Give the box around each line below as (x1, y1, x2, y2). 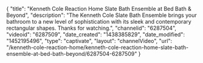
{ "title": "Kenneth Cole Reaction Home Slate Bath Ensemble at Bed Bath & (6, 5, 191, 12)
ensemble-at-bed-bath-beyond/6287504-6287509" (6, 50, 137, 57)
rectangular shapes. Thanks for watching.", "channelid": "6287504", (6, 24, 177, 31)
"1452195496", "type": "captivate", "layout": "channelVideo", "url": (6, 38, 173, 44)
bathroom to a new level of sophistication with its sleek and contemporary (6, 18, 191, 25)
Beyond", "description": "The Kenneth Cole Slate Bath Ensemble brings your (6, 12, 197, 19)
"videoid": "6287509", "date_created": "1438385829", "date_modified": (6, 31, 185, 38)
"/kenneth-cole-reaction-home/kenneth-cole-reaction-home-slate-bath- (6, 44, 189, 51)
